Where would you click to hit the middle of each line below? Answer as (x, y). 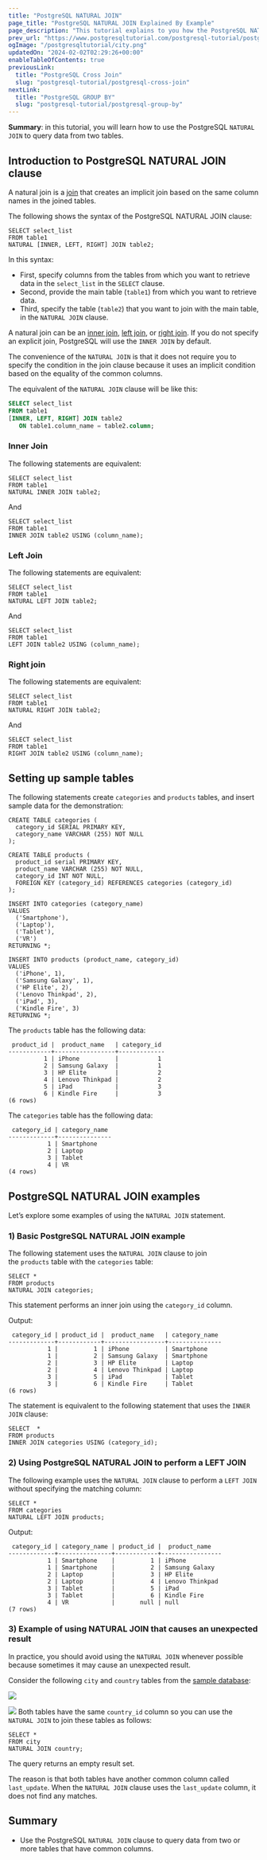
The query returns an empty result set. (72, 1763)
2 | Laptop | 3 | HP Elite (120, 1574)
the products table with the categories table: (81, 1262)
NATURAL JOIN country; (46, 1748)
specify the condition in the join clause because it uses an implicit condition (132, 365)
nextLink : (25, 90)
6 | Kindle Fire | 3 (102, 1094)
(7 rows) (23, 1609)
